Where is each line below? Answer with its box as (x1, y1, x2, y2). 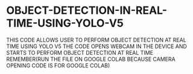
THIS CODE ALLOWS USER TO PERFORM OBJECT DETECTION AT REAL (6, 36, 187, 43)
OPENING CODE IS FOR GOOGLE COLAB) (6, 61, 110, 69)
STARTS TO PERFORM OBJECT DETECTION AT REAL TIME (6, 49, 154, 56)
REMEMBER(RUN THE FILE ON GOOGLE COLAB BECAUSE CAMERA (6, 55, 176, 63)
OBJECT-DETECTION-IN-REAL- (6, 4, 168, 17)
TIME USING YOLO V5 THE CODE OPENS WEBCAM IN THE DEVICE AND (6, 43, 187, 50)
